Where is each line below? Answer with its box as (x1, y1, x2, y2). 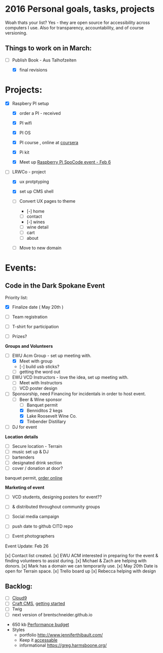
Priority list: (5, 295, 28, 300)
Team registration (12, 314, 48, 319)
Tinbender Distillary (26, 419, 66, 424)
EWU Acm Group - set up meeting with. (12, 353, 91, 358)
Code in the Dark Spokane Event (5, 282, 105, 290)
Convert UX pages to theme (19, 198, 75, 204)
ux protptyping (19, 179, 50, 185)
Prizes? (12, 334, 27, 339)
